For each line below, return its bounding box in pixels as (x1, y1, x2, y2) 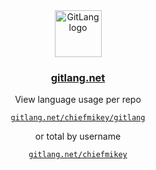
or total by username (34, 130, 122, 143)
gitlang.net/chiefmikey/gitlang (10, 113, 146, 123)
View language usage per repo (14, 94, 142, 106)
